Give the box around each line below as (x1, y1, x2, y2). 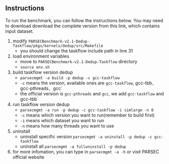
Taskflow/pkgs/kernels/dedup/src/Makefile (12, 43, 103, 48)
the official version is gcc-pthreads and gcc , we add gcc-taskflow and (20, 90, 164, 96)
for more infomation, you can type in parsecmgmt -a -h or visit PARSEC (12, 148, 159, 154)
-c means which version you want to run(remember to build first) (20, 112, 155, 118)
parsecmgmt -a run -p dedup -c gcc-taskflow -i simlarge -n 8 (20, 107, 154, 113)
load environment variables (12, 53, 70, 59)
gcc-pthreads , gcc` (20, 85, 63, 91)
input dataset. (5, 28, 34, 34)
